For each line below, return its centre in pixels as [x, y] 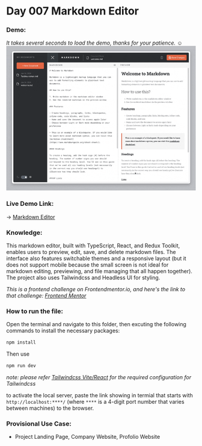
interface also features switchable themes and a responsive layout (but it [96, 259]
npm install [21, 342]
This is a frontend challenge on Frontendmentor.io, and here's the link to [96, 290]
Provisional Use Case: [39, 424]
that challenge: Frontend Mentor [46, 296]
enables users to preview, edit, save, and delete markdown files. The [91, 252]
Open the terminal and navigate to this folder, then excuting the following [96, 324]
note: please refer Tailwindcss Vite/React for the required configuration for [99, 377]
